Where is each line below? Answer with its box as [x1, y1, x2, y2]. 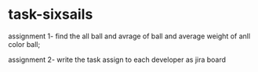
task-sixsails [8, 5, 93, 23]
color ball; [8, 39, 41, 49]
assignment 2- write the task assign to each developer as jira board [8, 55, 226, 64]
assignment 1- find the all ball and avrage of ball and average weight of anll [8, 31, 251, 41]
